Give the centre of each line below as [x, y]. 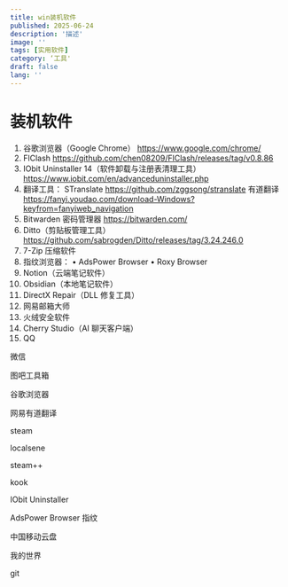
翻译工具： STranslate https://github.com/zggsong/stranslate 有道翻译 [151, 189]
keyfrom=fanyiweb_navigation [78, 208]
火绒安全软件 [46, 317]
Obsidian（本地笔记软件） [70, 284]
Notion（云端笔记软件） [66, 272]
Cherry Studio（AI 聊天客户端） [80, 328]
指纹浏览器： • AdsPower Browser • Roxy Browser [115, 262]
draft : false [34, 67]
